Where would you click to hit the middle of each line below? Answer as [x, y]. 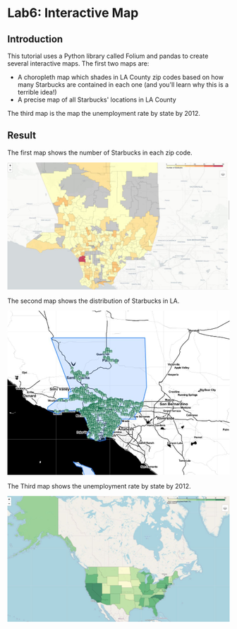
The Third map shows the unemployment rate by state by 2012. [99, 486]
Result [22, 136]
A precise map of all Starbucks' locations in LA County [97, 100]
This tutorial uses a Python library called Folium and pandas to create [108, 56]
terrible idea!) [37, 92]
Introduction [35, 39]
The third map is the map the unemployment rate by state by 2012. [104, 113]
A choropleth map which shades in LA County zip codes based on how [121, 77]
